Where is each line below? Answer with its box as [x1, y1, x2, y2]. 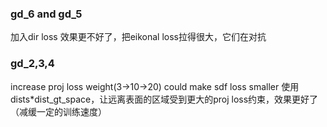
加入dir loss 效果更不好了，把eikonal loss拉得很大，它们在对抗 [10, 31, 267, 43]
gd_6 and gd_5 [10, 7, 83, 21]
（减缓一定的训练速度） [10, 105, 107, 117]
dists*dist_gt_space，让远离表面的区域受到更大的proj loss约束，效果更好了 [10, 93, 319, 105]
